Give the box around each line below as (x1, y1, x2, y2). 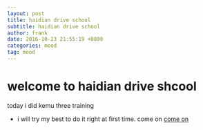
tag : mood (7, 49, 36, 56)
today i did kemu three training (7, 101, 95, 109)
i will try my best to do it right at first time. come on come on (17, 115, 189, 123)
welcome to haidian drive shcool (7, 79, 197, 94)
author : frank (7, 29, 48, 37)
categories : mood (7, 42, 57, 49)
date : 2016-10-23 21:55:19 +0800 (7, 36, 104, 43)
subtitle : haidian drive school (7, 23, 100, 30)
